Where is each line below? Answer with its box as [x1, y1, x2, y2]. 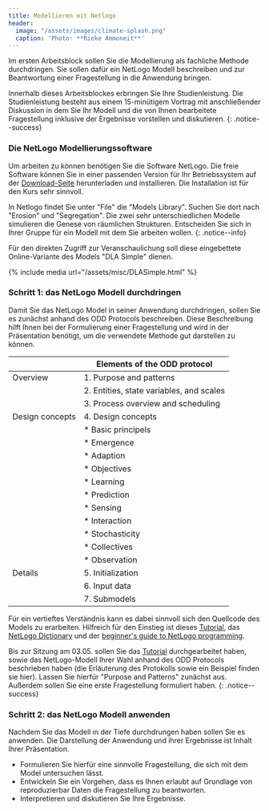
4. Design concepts [83, 410, 158, 422]
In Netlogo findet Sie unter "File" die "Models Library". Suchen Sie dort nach [8, 202, 260, 212]
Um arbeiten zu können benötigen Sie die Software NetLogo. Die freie [8, 161, 239, 171]
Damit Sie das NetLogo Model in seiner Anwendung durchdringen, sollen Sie [8, 305, 261, 315]
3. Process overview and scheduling [83, 397, 220, 409]
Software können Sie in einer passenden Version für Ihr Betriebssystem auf [8, 169, 257, 179]
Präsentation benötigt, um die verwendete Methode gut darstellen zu [8, 330, 236, 341]
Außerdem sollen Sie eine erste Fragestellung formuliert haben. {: [8, 680, 224, 690]
